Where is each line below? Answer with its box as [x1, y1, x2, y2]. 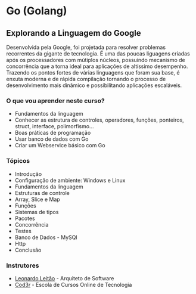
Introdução [14, 170, 42, 177]
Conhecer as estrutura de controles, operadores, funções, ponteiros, [14, 116, 185, 123]
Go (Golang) [6, 4, 67, 18]
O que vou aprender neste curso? [6, 97, 105, 105]
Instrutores [6, 261, 39, 270]
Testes [14, 227, 32, 234]
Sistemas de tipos [14, 208, 59, 215]
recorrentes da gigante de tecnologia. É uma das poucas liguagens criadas [6, 50, 190, 57]
